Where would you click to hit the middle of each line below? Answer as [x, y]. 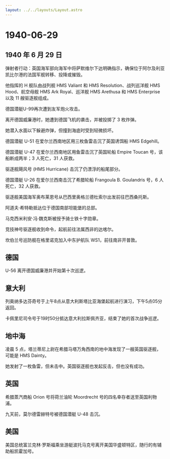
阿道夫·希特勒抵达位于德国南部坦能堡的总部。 [53, 207]
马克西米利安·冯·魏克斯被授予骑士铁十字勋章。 [53, 218]
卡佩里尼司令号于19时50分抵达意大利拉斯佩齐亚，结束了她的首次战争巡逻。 [83, 319]
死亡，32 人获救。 [24, 186]
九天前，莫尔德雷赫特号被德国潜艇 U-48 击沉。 [54, 414]
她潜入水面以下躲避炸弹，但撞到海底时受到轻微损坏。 [61, 130]
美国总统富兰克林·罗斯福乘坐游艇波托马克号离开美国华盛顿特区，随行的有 [81, 445]
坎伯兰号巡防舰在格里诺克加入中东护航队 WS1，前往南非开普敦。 [73, 240]
